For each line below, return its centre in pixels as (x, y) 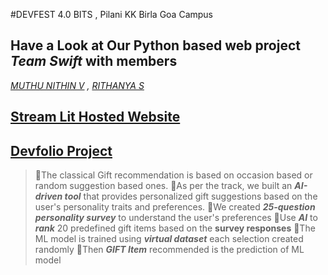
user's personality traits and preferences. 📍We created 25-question (175, 207)
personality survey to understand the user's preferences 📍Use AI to (176, 218)
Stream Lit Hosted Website (95, 117)
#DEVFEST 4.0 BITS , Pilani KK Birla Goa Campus (112, 14)
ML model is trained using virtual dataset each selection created (169, 239)
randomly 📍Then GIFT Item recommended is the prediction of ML (169, 250)
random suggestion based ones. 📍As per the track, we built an (163, 186)
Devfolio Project (61, 150)
